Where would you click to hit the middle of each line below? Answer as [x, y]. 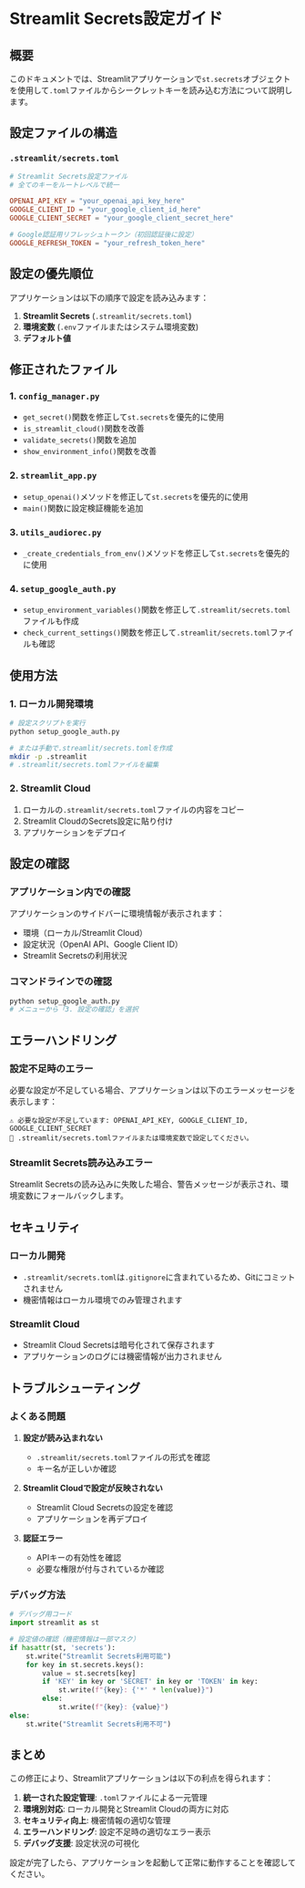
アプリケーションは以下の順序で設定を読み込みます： [109, 297]
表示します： [33, 1101]
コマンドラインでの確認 [61, 981]
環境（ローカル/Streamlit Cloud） [85, 933]
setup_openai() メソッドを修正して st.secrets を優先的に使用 [135, 496]
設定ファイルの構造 [63, 133]
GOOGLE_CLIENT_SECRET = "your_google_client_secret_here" [122, 218]
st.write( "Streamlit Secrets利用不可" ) [98, 1724]
